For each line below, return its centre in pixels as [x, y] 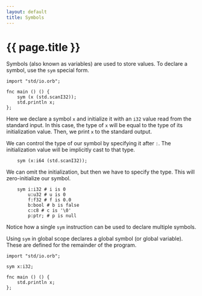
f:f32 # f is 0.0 [49, 200]
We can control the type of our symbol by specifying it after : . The [89, 143]
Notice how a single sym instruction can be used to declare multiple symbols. [101, 227]
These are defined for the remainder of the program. [71, 245]
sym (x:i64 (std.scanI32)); [52, 161]
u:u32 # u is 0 [47, 195]
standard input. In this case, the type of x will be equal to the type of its [94, 125]
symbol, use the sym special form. [48, 71]
